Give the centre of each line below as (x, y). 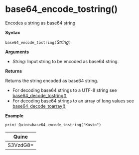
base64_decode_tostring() (39, 95)
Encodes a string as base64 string (40, 23)
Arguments (17, 52)
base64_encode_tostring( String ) (38, 42)
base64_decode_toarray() (39, 106)
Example (14, 116)
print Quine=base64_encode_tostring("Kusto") (53, 125)
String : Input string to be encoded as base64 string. (66, 61)
